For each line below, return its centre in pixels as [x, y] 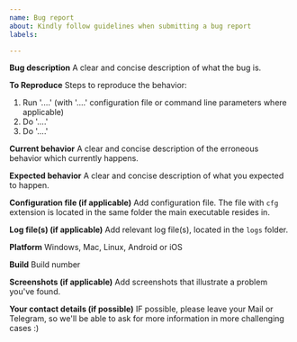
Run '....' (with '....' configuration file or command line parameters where [154, 103]
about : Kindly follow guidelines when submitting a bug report [130, 26]
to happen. [29, 185]
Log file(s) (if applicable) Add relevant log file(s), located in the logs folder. [149, 229]
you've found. [35, 292]
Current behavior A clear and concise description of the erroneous [134, 148]
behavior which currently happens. [74, 158]
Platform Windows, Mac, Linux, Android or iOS [96, 247]
